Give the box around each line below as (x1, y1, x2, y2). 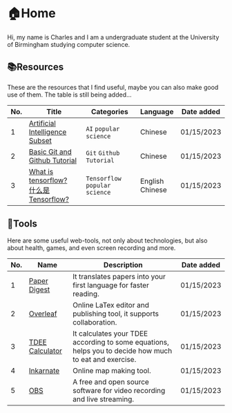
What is (28, 166, 54, 176)
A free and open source (72, 377, 150, 387)
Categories (90, 106, 129, 116)
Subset (28, 135, 52, 145)
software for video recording (72, 385, 166, 395)
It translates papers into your (72, 271, 166, 281)
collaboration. (72, 317, 117, 327)
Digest (28, 285, 50, 294)
